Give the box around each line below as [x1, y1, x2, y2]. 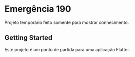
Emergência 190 [4, 3, 71, 15]
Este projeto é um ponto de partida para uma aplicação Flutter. [4, 46, 130, 52]
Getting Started [4, 34, 53, 42]
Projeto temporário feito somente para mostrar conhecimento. [4, 19, 129, 25]
